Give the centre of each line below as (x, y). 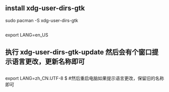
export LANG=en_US (27, 35)
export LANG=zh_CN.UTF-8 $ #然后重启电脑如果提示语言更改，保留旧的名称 (85, 78)
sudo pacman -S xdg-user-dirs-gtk (42, 20)
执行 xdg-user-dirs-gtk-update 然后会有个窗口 (79, 52)
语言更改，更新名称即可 (48, 62)
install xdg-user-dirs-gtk (45, 8)
